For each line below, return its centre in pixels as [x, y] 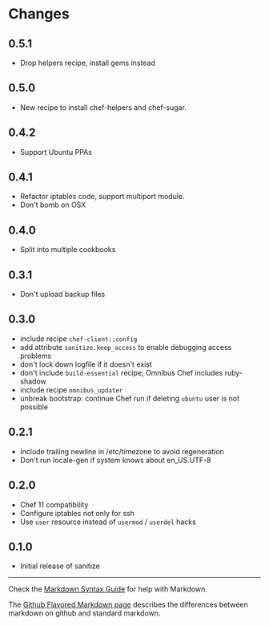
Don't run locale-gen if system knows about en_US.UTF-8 [115, 460]
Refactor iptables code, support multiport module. [102, 197]
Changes [39, 14]
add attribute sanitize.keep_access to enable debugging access [126, 347]
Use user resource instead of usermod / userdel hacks [108, 522]
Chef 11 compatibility [54, 504]
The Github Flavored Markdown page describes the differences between [128, 605]
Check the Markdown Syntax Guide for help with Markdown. [108, 589]
